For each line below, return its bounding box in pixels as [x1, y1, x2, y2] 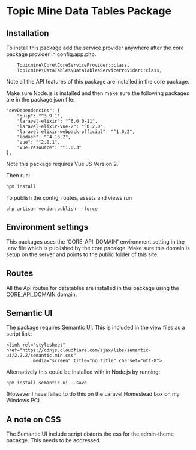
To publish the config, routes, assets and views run [6, 194, 132, 201]
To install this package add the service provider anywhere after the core [6, 44, 184, 51]
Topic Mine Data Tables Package [6, 4, 172, 18]
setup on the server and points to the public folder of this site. [6, 251, 159, 258]
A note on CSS [6, 414, 61, 425]
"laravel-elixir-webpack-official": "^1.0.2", [17, 129, 135, 135]
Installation [6, 28, 49, 39]
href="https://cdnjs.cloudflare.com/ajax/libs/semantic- [6, 347, 152, 353]
